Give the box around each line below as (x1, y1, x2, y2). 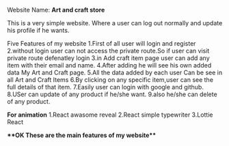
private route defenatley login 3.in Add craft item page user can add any (7, 54, 210, 62)
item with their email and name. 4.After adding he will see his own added (7, 61, 212, 69)
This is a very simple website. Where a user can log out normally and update (7, 19, 223, 27)
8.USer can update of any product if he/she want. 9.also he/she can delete (7, 90, 217, 98)
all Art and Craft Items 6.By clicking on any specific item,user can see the (7, 76, 214, 84)
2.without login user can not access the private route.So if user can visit (7, 47, 210, 55)
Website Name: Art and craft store (7, 6, 105, 14)
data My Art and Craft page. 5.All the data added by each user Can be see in (7, 68, 223, 76)
